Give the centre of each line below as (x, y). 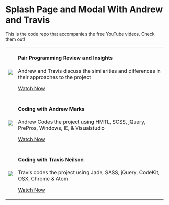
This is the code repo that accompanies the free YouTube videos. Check (80, 34)
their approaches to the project (54, 77)
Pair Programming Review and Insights (65, 58)
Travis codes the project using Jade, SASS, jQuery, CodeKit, (89, 172)
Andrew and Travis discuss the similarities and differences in (89, 71)
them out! (15, 39)
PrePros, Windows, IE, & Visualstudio (61, 128)
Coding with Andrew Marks (52, 109)
